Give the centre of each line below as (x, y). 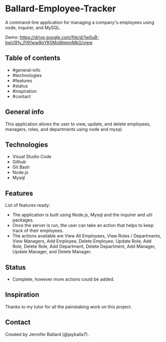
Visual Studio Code (32, 157)
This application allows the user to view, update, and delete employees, (78, 124)
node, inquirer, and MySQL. (33, 27)
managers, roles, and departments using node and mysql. (64, 129)
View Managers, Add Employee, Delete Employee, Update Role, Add (82, 241)
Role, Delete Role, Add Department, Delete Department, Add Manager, (84, 246)
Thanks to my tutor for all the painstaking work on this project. (69, 307)
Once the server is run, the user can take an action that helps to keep (83, 226)
